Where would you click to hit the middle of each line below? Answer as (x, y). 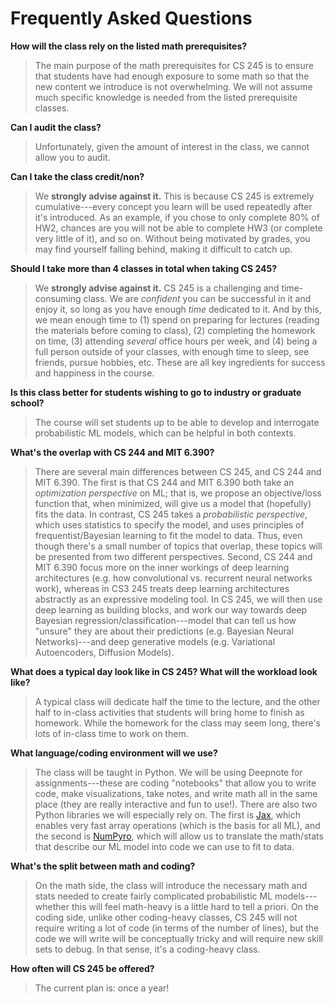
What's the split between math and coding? (103, 866)
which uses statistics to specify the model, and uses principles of (169, 524)
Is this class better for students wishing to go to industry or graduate (156, 392)
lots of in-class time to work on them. (111, 733)
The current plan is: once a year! (102, 988)
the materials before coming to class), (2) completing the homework (175, 330)
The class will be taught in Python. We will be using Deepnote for (168, 772)
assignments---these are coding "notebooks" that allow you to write (175, 783)
